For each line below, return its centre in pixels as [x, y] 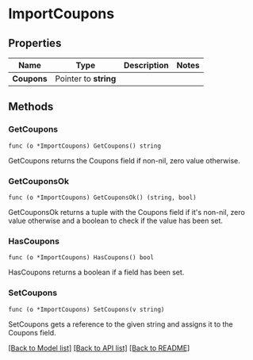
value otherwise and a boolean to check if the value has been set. [116, 220]
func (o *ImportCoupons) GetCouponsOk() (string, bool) [102, 197]
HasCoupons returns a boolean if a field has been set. [96, 272]
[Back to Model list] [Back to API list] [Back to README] [99, 348]
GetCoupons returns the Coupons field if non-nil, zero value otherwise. [124, 160]
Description [146, 65]
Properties [35, 43]
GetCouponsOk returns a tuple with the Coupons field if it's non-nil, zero [127, 212]
